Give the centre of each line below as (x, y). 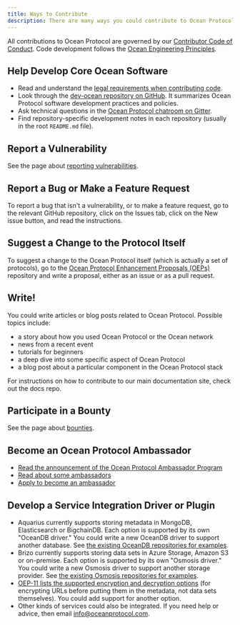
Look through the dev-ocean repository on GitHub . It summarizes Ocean (124, 96)
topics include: (29, 323)
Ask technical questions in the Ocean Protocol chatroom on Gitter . (115, 111)
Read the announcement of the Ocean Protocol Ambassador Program (120, 468)
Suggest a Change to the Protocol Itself (96, 243)
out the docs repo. (35, 388)
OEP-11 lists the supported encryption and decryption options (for (114, 583)
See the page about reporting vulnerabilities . (73, 166)
